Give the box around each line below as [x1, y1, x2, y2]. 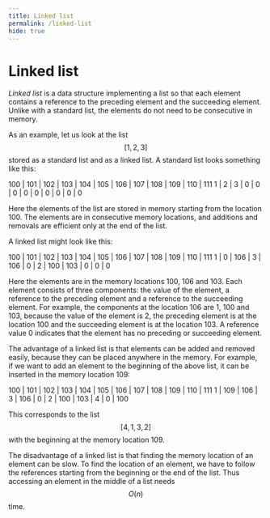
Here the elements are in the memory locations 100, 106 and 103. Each [8, 277, 243, 287]
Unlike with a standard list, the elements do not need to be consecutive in [8, 106, 253, 116]
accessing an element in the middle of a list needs [8, 477, 175, 486]
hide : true [8, 27, 45, 35]
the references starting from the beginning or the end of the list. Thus [8, 468, 240, 478]
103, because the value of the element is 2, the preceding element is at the [8, 311, 257, 321]
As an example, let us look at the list [8, 130, 129, 140]
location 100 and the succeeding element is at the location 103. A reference [8, 320, 259, 329]
